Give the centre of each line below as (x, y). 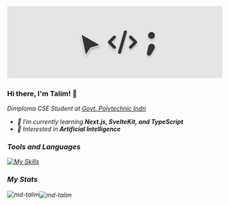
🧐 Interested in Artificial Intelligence (69, 129)
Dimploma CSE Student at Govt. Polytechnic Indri (77, 108)
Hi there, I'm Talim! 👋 (42, 93)
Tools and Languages (44, 147)
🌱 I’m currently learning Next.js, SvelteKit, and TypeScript (100, 122)
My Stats (23, 180)
